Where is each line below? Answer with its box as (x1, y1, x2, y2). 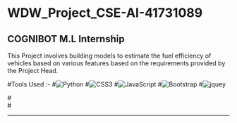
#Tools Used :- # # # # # (7, 80, 203, 89)
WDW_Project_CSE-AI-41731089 (7, 5, 203, 21)
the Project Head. (7, 67, 59, 75)
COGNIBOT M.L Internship (7, 33, 125, 45)
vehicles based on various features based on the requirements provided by (7, 59, 226, 67)
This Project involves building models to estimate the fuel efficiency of (7, 51, 212, 60)
